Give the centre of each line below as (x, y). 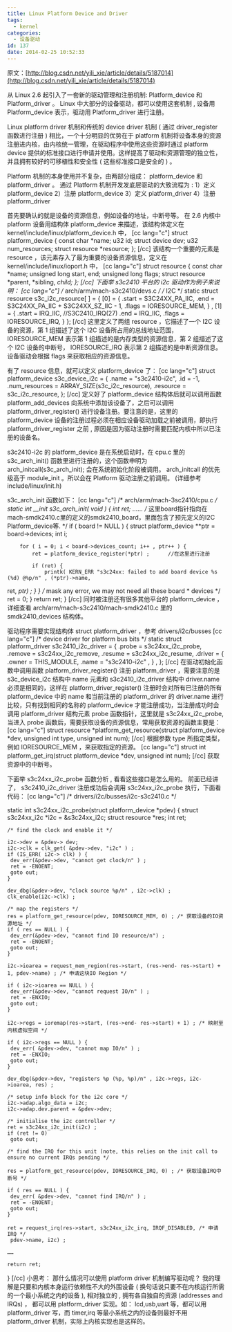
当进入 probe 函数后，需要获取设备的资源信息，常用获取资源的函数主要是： (114, 722)
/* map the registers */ (43, 909)
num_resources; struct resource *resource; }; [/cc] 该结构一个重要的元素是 (113, 248)
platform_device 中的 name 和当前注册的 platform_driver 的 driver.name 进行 (116, 696)
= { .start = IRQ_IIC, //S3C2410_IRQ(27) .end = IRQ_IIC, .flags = (96, 313)
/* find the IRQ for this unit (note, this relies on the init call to (112, 1151)
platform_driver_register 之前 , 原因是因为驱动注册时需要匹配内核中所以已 (111, 428)
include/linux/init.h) (35, 486)
